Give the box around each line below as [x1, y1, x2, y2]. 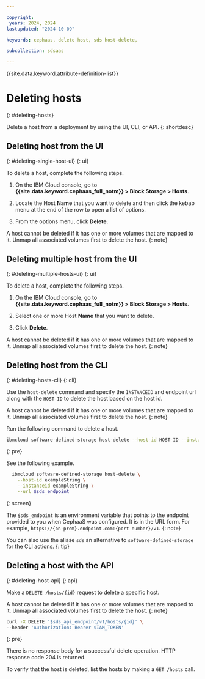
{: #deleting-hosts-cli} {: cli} [6, 376, 77, 384]
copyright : [6, 14, 34, 20]
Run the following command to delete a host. [6, 425, 119, 432]
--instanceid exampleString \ [17, 483, 95, 489]
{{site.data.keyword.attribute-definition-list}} [6, 70, 119, 77]
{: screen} [6, 499, 32, 506]
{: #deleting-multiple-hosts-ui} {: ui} [6, 270, 97, 277]
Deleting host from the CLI [6, 360, 108, 371]
